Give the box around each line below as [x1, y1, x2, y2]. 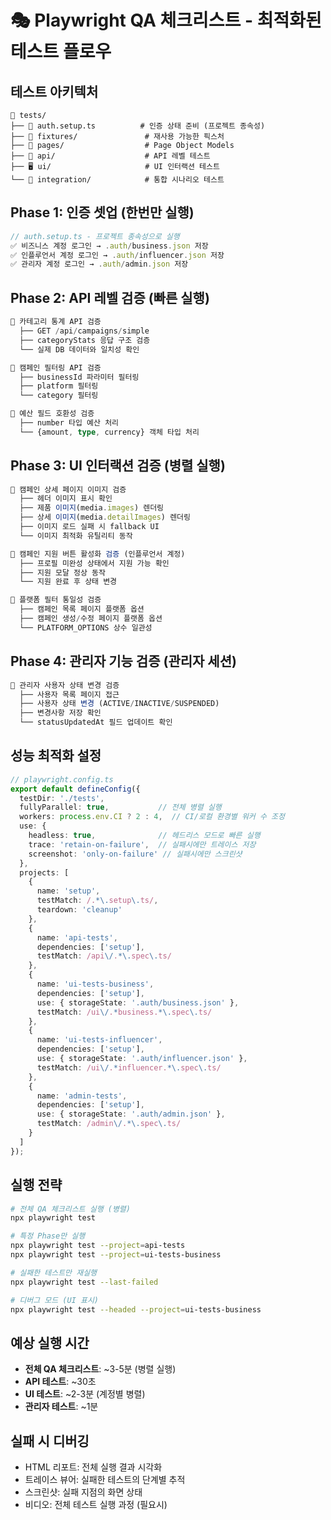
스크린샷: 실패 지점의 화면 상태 [24, 1486, 143, 1498]
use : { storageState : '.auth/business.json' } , [36, 997, 240, 1008]
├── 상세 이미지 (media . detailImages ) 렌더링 [19, 512, 191, 523]
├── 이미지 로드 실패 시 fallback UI [19, 522, 160, 532]
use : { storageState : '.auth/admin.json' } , [36, 1109, 226, 1120]
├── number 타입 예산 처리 [19, 418, 120, 428]
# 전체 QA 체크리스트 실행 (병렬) [10, 1204, 131, 1214]
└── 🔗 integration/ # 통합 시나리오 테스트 [10, 175, 225, 185]
